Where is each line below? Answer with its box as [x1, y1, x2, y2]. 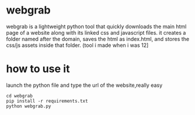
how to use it [6, 62, 70, 76]
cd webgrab [6, 93, 33, 99]
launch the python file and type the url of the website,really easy [6, 82, 163, 89]
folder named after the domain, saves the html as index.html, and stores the [6, 35, 190, 42]
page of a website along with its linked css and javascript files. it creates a [6, 29, 186, 36]
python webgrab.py [6, 103, 51, 109]
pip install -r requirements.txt [6, 98, 88, 104]
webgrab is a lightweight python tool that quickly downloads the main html [6, 23, 187, 30]
